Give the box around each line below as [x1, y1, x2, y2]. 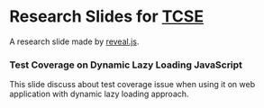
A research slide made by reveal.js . [9, 36, 140, 47]
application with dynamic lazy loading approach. [9, 88, 189, 100]
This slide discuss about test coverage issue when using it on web [9, 79, 256, 90]
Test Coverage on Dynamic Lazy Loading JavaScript [9, 58, 243, 71]
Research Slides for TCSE [9, 6, 205, 27]
